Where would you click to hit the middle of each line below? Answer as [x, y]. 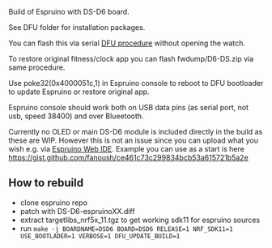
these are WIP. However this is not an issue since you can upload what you [134, 140]
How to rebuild [46, 183]
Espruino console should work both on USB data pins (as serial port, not [129, 107]
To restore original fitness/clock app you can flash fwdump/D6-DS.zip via [131, 59]
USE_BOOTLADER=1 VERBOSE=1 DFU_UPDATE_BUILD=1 [100, 236]
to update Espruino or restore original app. [79, 92]
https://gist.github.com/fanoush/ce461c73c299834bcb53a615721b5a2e [128, 158]
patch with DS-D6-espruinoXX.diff [77, 211]
